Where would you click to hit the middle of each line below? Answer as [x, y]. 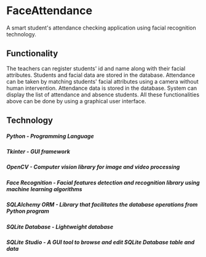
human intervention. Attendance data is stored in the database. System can [102, 88]
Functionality [32, 54]
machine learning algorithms [44, 189]
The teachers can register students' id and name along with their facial [96, 68]
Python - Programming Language [50, 136]
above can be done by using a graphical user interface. [76, 101]
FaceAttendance [50, 11]
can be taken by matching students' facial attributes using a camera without [102, 81]
